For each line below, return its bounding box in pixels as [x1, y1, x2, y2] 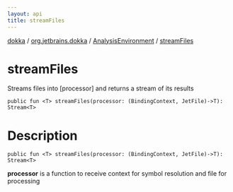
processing [7, 177, 40, 186]
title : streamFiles [7, 17, 65, 24]
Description [7, 128, 78, 143]
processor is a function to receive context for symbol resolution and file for [7, 169, 227, 178]
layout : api [7, 10, 42, 18]
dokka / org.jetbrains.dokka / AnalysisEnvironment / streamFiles [7, 36, 194, 44]
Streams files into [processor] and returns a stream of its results [7, 84, 194, 92]
